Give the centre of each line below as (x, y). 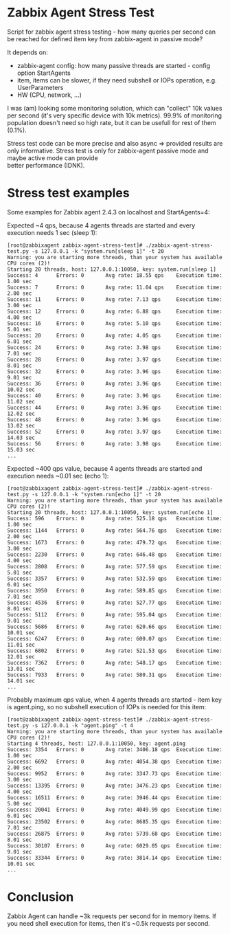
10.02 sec (21, 390)
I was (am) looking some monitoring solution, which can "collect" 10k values (115, 108)
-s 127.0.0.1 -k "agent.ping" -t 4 (83, 725)
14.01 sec (21, 681)
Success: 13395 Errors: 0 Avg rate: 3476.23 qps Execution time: (115, 786)
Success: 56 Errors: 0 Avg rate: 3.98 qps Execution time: (115, 444)
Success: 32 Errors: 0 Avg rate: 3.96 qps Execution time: (115, 371)
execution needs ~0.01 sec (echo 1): (58, 476)
